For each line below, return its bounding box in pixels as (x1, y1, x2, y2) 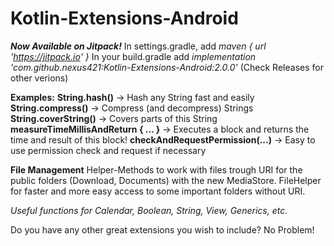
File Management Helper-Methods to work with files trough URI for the (10, 163, 303, 176)
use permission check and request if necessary (10, 144, 207, 156)
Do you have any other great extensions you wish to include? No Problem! (10, 223, 315, 236)
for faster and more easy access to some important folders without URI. (10, 185, 306, 197)
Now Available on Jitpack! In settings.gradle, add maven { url (10, 40, 267, 52)
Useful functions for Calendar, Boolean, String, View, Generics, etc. (10, 204, 288, 216)
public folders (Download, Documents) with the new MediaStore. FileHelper (10, 174, 322, 186)
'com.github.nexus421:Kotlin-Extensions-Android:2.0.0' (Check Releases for (10, 61, 324, 73)
